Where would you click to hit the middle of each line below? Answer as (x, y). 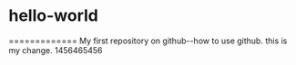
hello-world (54, 16)
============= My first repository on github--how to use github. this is (148, 41)
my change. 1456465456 (56, 50)
